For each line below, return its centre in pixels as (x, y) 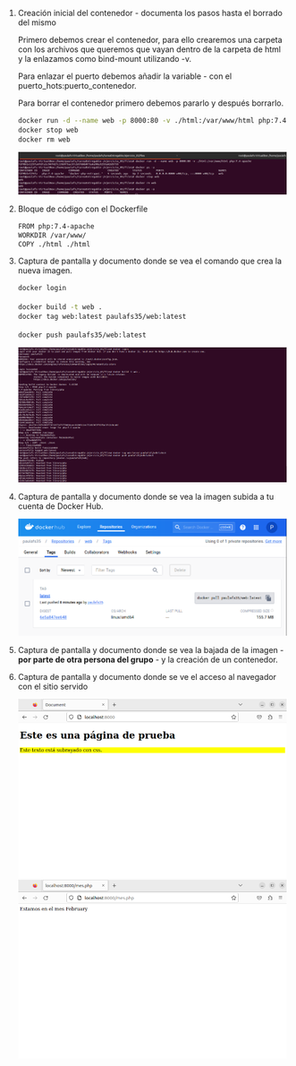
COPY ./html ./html (54, 245)
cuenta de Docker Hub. (61, 506)
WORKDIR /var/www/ (52, 236)
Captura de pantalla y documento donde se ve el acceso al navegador (147, 677)
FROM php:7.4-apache (56, 227)
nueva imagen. (45, 271)
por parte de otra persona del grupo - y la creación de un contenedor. (148, 660)
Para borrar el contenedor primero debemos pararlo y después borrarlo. (151, 103)
